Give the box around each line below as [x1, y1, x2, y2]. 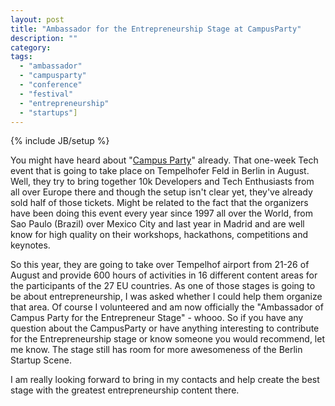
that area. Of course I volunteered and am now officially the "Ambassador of [10, 301, 324, 313]
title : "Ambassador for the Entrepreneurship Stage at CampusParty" [10, 24, 302, 34]
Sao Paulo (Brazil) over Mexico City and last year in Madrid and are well [10, 218, 305, 230]
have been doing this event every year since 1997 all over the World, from [10, 207, 313, 220]
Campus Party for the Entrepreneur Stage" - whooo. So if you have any [10, 312, 304, 324]
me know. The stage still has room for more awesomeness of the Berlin [10, 344, 303, 356]
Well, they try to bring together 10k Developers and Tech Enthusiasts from [10, 176, 315, 188]
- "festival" [19, 89, 74, 99]
